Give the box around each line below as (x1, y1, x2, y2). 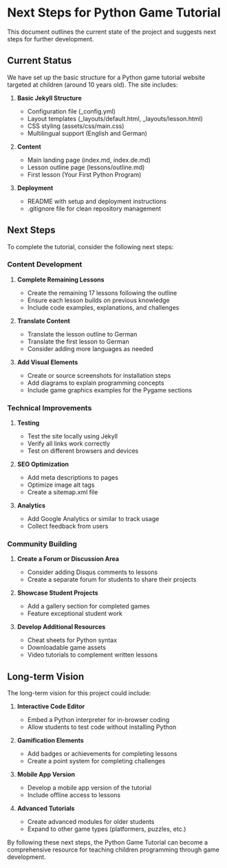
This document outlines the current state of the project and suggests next (7, 28, 217, 36)
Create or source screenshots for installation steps (27, 371, 171, 379)
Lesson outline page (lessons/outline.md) (27, 163, 145, 171)
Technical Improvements (7, 403, 92, 412)
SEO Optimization (17, 460, 69, 469)
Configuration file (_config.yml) (27, 107, 116, 115)
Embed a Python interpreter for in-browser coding (27, 716, 170, 724)
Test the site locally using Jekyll (27, 432, 118, 441)
